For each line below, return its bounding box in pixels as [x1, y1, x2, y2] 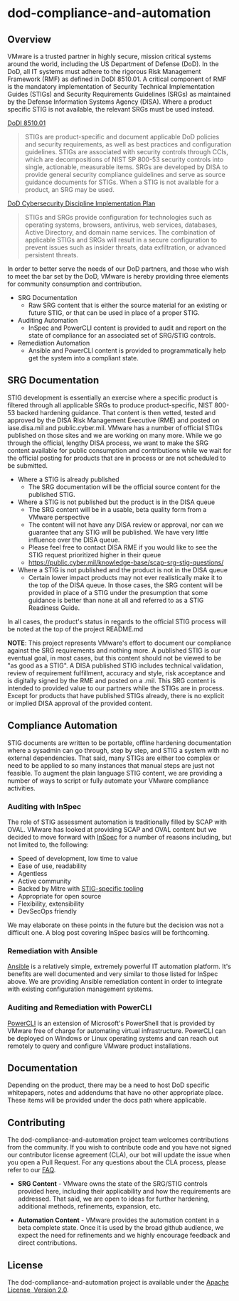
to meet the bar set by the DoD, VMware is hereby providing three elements [7, 272, 229, 280]
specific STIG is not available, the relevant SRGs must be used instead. [7, 105, 215, 113]
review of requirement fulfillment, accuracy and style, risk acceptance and [7, 668, 225, 677]
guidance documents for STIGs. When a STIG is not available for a [24, 178, 219, 186]
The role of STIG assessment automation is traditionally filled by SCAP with [7, 818, 228, 826]
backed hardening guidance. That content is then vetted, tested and [16, 408, 216, 417]
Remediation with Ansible [7, 946, 98, 955]
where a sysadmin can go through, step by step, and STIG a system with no [7, 746, 229, 754]
